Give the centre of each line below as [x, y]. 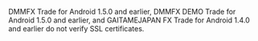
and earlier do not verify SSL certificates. [76, 29]
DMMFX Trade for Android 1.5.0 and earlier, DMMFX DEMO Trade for [122, 12]
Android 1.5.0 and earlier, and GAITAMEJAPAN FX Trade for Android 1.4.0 [129, 20]
